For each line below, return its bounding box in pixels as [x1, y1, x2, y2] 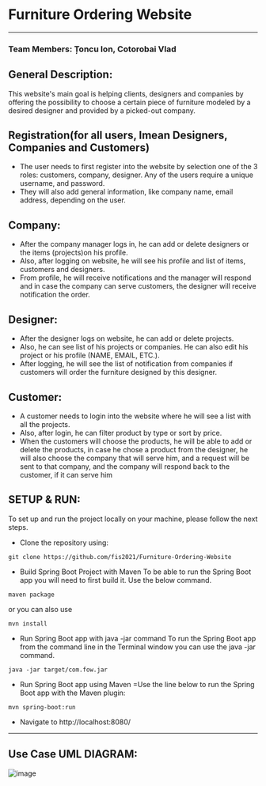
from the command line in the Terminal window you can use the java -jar [19, 642, 256, 652]
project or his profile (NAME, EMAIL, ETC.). [19, 350, 160, 361]
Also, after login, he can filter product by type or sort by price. [19, 428, 222, 437]
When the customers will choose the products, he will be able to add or [19, 436, 253, 446]
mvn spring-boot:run [8, 703, 77, 711]
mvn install [8, 619, 47, 628]
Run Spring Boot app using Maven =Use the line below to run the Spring [19, 679, 255, 689]
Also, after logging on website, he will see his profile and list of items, [19, 256, 246, 266]
